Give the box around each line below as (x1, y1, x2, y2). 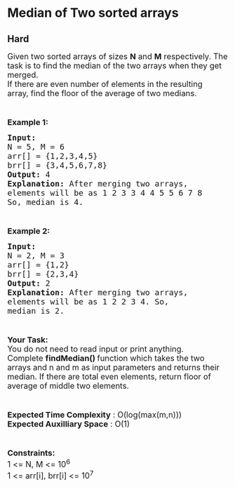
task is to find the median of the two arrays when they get (7, 61, 222, 71)
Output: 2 (7, 279, 51, 288)
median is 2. (7, 306, 65, 316)
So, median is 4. (7, 197, 84, 207)
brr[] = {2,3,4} (7, 269, 79, 279)
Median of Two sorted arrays (7, 5, 179, 21)
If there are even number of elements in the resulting (7, 79, 203, 89)
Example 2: (7, 226, 51, 236)
